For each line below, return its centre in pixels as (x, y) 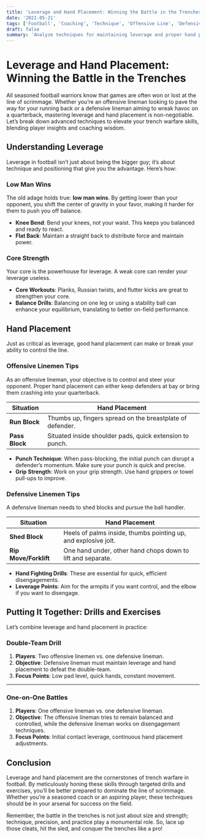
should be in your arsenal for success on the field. (70, 804)
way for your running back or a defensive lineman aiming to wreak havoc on (102, 109)
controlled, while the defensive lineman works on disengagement (97, 724)
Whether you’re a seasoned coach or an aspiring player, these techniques (100, 797)
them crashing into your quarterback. (53, 392)
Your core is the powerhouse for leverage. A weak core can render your (97, 271)
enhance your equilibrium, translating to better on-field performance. (102, 309)
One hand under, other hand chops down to (126, 550)
